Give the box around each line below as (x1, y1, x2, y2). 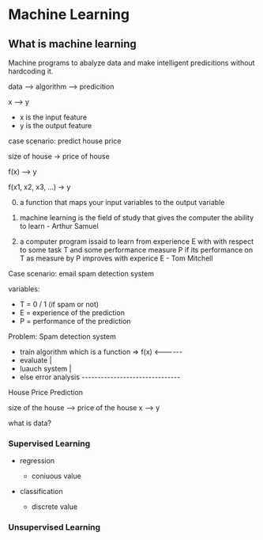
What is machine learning (8, 37, 137, 51)
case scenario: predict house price (8, 136, 122, 146)
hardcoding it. (8, 67, 54, 76)
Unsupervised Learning (8, 522, 101, 533)
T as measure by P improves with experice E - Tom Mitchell (19, 253, 213, 263)
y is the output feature (19, 121, 92, 130)
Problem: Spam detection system (8, 332, 116, 341)
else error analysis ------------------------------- (19, 372, 181, 382)
